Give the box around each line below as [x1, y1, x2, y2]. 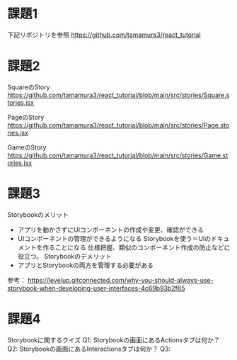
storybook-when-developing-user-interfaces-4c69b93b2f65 [7, 283, 185, 292]
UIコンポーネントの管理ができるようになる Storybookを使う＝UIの [17, 234, 212, 242]
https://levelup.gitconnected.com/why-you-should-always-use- [27, 276, 214, 284]
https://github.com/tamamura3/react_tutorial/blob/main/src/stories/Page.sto [7, 120, 230, 129]
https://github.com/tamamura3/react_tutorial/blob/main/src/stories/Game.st [7, 151, 229, 159]
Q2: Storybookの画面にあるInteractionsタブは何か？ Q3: [7, 344, 171, 353]
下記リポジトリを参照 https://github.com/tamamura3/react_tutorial [7, 30, 201, 39]
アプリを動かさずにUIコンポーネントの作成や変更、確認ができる [17, 225, 204, 234]
